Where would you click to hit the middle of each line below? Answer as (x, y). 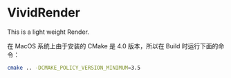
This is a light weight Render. (48, 32)
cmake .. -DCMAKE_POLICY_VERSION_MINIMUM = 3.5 (74, 68)
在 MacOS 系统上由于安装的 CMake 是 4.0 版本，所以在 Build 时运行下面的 (113, 46)
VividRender (44, 13)
